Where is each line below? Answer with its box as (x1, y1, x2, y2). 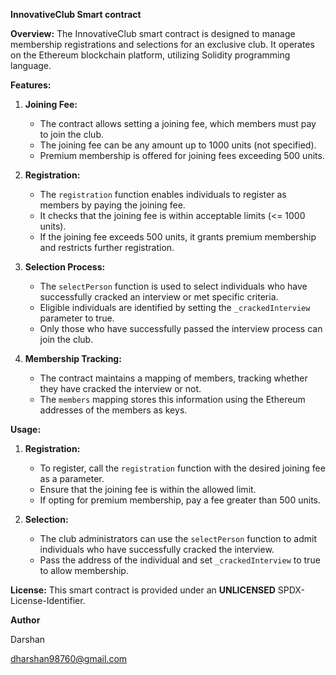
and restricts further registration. (39, 242, 175, 253)
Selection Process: (24, 261, 106, 273)
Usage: (10, 424, 42, 435)
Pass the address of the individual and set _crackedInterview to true (39, 554, 321, 566)
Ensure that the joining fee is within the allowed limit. (39, 484, 257, 495)
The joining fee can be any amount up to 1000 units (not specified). (39, 139, 317, 151)
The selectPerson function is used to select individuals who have (39, 280, 308, 292)
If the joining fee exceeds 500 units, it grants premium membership (39, 231, 317, 243)
